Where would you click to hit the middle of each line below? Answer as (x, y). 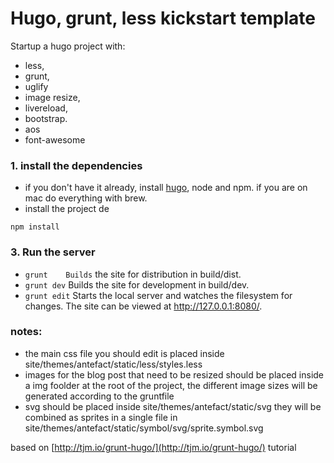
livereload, (46, 108)
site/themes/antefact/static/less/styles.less (113, 364)
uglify (36, 86)
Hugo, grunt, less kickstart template (163, 18)
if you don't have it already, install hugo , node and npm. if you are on (166, 188)
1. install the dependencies (76, 165)
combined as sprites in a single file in (101, 417)
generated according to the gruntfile (99, 396)
